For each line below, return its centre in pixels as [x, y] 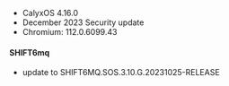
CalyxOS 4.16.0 [50, 13]
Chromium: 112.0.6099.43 [70, 32]
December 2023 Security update [83, 22]
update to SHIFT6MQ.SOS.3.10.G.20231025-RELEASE [121, 73]
